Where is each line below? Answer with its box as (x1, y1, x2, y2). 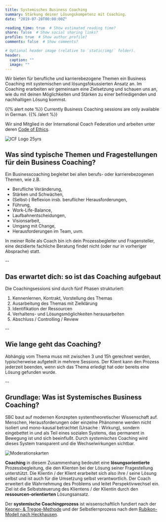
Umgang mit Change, (12, 223, 56, 229)
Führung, (12, 202, 31, 208)
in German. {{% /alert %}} (5, 112, 58, 117)
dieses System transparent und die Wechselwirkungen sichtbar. (5, 440, 135, 446)
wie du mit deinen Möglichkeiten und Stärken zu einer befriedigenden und (5, 91, 156, 97)
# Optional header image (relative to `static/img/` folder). (5, 48, 136, 53)
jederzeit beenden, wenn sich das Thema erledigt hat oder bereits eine (5, 364, 149, 370)
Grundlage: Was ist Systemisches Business (5, 393, 142, 402)
